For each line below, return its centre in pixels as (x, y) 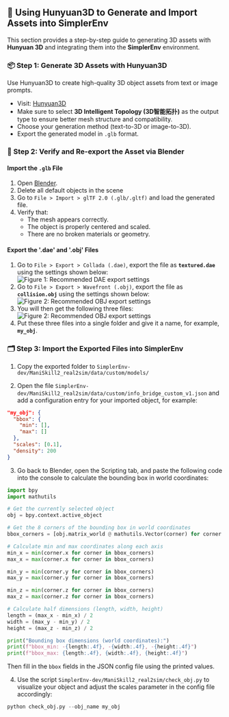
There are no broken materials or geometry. (89, 234)
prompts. (20, 90)
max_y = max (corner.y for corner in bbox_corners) (81, 578)
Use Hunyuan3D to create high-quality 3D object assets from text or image (112, 83)
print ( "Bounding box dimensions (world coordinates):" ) (88, 641)
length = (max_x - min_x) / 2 (50, 615)
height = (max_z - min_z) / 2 (50, 628)
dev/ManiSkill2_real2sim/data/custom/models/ (83, 373)
